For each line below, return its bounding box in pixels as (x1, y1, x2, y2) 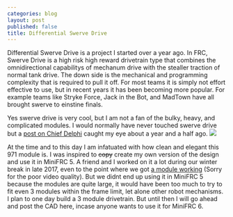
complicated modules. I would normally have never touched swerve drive (7, 121, 217, 129)
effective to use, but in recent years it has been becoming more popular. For (7, 86, 225, 94)
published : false (7, 23, 58, 30)
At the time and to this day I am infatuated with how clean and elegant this (7, 143, 219, 152)
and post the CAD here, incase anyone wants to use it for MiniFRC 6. (7, 202, 204, 211)
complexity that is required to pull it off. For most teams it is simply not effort (7, 78, 226, 87)
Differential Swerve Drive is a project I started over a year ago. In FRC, (7, 49, 208, 57)
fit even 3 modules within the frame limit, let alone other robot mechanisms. (7, 187, 224, 195)
